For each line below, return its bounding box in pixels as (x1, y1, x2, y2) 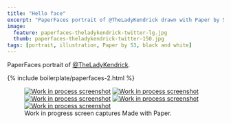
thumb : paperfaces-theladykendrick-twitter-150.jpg (13, 36, 165, 42)
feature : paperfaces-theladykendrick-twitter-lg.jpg (13, 29, 168, 36)
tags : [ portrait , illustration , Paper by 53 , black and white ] (7, 42, 192, 49)
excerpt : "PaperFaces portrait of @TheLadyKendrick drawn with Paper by (7, 16, 220, 23)
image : (7, 23, 26, 29)
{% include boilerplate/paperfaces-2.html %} (7, 74, 135, 82)
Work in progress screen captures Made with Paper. (24, 109, 172, 117)
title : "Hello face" (7, 10, 67, 17)
